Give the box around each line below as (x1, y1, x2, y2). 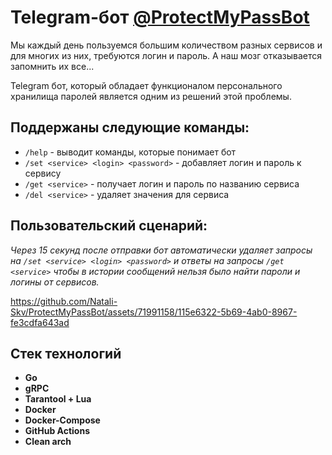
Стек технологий (10, 345, 122, 362)
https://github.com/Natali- (10, 295, 118, 307)
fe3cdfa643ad (10, 316, 70, 328)
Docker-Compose (24, 414, 101, 426)
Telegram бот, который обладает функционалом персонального (10, 79, 283, 91)
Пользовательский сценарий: (10, 217, 208, 235)
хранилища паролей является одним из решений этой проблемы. (10, 90, 292, 102)
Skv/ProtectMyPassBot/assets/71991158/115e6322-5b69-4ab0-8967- (10, 306, 298, 318)
